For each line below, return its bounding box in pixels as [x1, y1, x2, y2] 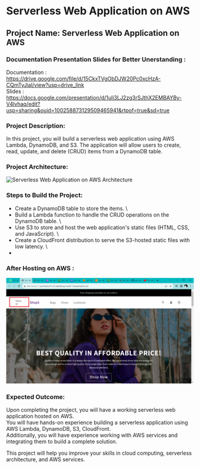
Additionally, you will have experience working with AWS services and [6, 431, 178, 439]
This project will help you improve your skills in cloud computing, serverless [6, 449, 192, 456]
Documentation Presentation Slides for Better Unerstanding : [6, 55, 186, 63]
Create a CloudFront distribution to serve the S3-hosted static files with [14, 236, 190, 243]
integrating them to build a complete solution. [6, 437, 118, 445]
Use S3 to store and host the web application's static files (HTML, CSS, [14, 224, 189, 231]
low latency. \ [14, 243, 48, 250]
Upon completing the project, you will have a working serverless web [6, 406, 176, 413]
